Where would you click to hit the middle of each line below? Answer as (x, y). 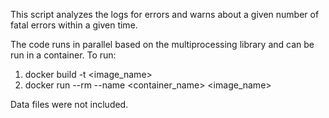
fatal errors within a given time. (74, 25)
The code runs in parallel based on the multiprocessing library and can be (162, 44)
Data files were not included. (69, 104)
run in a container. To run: (63, 55)
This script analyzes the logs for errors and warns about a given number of (165, 14)
